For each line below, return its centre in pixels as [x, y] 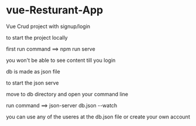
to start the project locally [37, 37]
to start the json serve [32, 83]
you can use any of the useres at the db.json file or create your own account [98, 117]
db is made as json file [33, 71]
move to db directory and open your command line [67, 94]
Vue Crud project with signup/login [48, 26]
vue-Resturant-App [55, 10]
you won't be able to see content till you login [61, 60]
